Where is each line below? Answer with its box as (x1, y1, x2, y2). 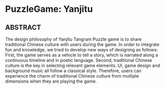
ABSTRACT (5, 23, 41, 32)
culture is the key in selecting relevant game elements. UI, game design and (5, 63, 161, 68)
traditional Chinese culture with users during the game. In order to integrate (5, 42, 160, 47)
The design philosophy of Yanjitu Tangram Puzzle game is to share (5, 36, 142, 42)
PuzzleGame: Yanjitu (5, 3, 93, 15)
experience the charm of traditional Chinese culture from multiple (5, 73, 139, 79)
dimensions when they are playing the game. (5, 78, 97, 84)
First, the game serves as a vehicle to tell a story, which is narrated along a (5, 52, 158, 58)
